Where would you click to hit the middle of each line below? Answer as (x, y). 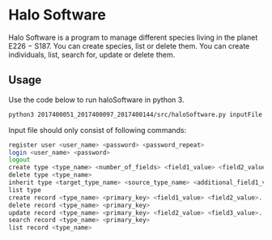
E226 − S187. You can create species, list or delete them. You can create (129, 45)
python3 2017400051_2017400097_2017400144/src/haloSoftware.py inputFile (136, 114)
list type (25, 190)
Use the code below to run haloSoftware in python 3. (96, 100)
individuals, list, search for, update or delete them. (92, 54)
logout (19, 160)
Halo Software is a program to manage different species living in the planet (133, 37)
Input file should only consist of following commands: (98, 130)
